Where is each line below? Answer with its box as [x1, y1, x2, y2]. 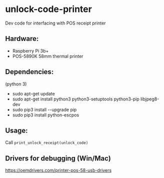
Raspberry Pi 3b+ [12, 47, 49, 53]
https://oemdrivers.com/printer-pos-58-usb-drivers [5, 167, 111, 173]
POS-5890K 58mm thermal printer [12, 53, 83, 59]
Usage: [5, 126, 28, 134]
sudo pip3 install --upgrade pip [12, 106, 77, 112]
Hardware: [5, 34, 39, 43]
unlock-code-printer [5, 3, 92, 15]
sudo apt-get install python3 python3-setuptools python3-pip [12, 96, 140, 102]
